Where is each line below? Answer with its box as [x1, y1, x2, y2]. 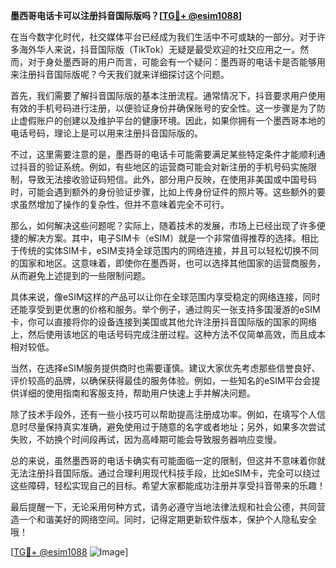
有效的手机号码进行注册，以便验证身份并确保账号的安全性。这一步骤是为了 [10, 102, 317, 114]
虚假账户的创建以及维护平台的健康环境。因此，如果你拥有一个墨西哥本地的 [18, 115, 326, 126]
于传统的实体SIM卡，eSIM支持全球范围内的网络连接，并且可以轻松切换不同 [10, 245, 319, 256]
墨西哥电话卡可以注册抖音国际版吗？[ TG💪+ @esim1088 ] [10, 10, 243, 21]
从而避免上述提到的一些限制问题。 [10, 270, 151, 281]
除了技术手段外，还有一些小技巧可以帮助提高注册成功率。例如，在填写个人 [10, 409, 317, 420]
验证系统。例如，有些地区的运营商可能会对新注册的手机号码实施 [44, 161, 308, 173]
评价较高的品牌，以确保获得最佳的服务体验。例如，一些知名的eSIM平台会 [10, 375, 312, 386]
